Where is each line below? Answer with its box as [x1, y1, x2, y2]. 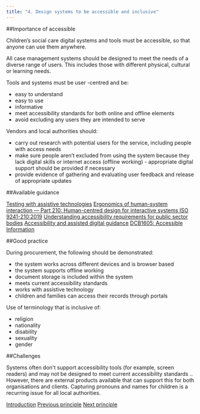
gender [14, 341, 33, 348]
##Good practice [6, 237, 48, 244]
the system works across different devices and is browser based [14, 260, 174, 268]
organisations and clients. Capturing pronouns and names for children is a [6, 383, 188, 390]
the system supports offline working [14, 266, 104, 274]
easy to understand [14, 90, 63, 97]
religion [14, 315, 34, 323]
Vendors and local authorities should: [6, 127, 98, 134]
